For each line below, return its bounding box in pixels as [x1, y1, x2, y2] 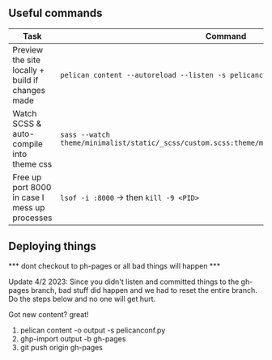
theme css [12, 158, 53, 169]
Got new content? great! [8, 309, 89, 319]
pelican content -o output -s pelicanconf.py [19, 325, 166, 335]
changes [12, 84, 46, 95]
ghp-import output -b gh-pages [19, 333, 126, 343]
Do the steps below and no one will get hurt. [8, 294, 156, 303]
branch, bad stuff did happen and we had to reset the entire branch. [31, 285, 257, 294]
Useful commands [8, 6, 103, 20]
